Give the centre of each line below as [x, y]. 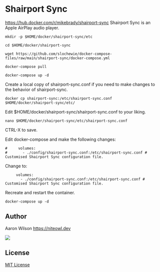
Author [16, 216]
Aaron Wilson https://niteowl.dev [38, 228]
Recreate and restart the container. [40, 192]
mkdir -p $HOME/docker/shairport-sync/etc [49, 37]
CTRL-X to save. [21, 130]
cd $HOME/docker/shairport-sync [38, 45]
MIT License [18, 265]
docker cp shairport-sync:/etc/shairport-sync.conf [59, 98]
